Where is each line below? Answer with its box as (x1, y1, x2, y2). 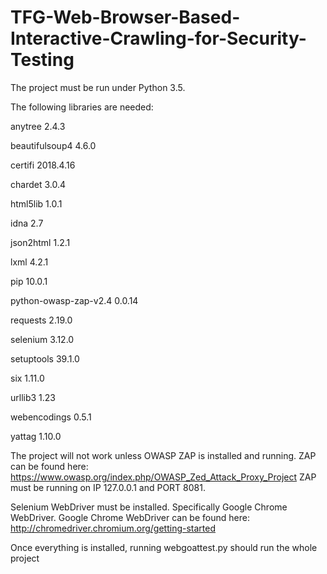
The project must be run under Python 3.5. (10, 81, 186, 93)
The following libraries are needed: (10, 101, 154, 113)
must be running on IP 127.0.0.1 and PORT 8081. (10, 481, 206, 493)
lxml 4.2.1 (10, 256, 49, 268)
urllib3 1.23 (10, 391, 57, 403)
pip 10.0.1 (10, 275, 48, 287)
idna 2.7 (10, 217, 44, 229)
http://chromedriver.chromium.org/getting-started (10, 522, 216, 534)
